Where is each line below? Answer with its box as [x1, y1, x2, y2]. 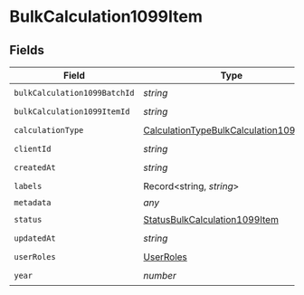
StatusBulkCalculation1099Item [143, 213, 279, 225]
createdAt [14, 162, 56, 173]
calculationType [14, 125, 84, 135]
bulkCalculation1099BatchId [14, 88, 135, 98]
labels [14, 181, 43, 191]
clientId [14, 143, 52, 154]
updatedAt [14, 233, 56, 243]
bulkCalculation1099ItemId [14, 106, 130, 117]
